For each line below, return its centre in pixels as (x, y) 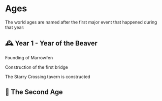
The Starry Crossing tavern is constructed (48, 76)
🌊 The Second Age (34, 92)
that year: (15, 27)
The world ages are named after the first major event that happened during (81, 22)
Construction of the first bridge (36, 67)
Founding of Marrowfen (29, 57)
